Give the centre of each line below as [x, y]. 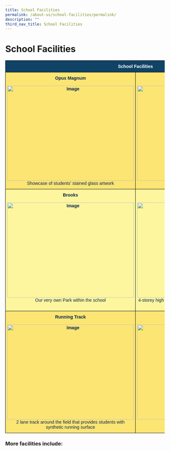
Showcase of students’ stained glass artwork [71, 183]
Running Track [70, 317]
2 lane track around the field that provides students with [70, 422]
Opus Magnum [70, 78]
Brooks [70, 195]
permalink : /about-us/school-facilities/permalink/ [61, 15]
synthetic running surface [70, 427]
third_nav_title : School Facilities [44, 24]
